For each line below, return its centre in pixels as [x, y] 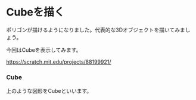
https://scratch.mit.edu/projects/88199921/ [59, 62]
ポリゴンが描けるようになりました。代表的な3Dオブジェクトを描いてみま [96, 30]
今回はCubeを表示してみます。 [44, 50]
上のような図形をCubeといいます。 [49, 91]
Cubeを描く [35, 12]
